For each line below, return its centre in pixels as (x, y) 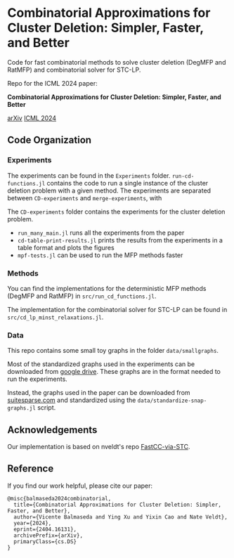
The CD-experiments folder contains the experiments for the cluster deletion (116, 212)
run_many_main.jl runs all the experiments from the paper (101, 233)
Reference (31, 469)
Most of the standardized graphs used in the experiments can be (101, 364)
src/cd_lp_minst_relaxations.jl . (56, 317)
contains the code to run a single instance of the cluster (128, 183)
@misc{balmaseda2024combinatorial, (59, 498)
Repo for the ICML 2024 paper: (52, 83)
